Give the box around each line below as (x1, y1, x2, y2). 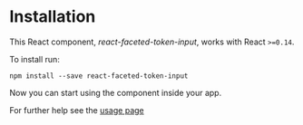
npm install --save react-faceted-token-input (9, 71, 189, 81)
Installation (9, 6, 96, 27)
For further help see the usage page (9, 104, 144, 115)
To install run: (9, 53, 61, 64)
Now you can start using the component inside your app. (9, 87, 222, 98)
